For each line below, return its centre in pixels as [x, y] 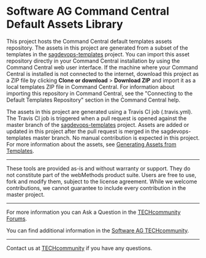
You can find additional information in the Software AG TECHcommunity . [98, 230]
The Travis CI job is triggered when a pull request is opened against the [97, 118]
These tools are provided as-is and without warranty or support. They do [98, 168]
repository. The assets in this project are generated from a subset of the [97, 48]
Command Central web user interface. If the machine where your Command [102, 67]
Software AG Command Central [88, 11]
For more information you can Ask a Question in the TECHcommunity [93, 212]
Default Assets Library [65, 24]
